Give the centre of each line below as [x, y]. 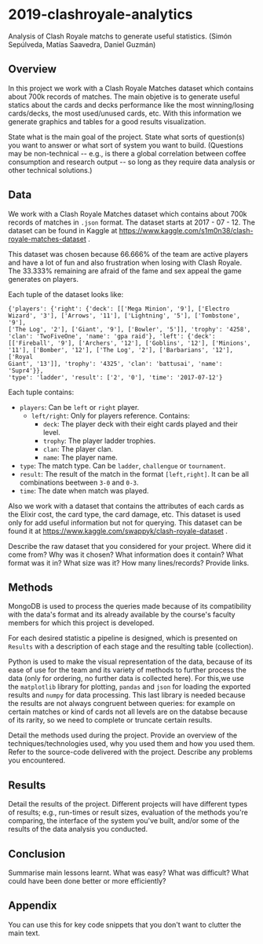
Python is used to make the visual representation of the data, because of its [130, 662]
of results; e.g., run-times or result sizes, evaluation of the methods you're [128, 812]
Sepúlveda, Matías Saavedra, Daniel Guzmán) [82, 44]
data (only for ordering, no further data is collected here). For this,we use [126, 679]
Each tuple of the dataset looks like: [66, 294]
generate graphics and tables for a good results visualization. [107, 121]
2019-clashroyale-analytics [101, 15]
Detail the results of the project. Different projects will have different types [128, 804]
